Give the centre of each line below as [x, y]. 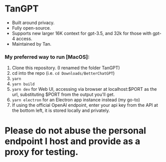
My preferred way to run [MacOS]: [47, 57]
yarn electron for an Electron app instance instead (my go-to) [76, 100]
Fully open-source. [31, 28]
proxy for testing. [41, 152]
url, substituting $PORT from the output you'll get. [63, 95]
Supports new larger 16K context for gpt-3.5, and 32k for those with [82, 33]
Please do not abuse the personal [75, 131]
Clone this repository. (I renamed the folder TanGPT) [66, 68]
